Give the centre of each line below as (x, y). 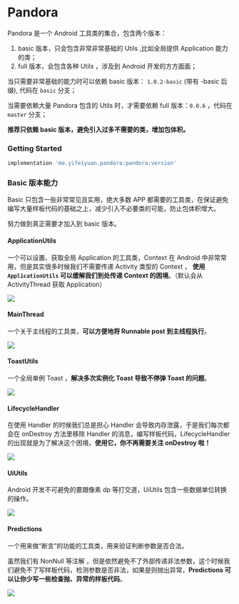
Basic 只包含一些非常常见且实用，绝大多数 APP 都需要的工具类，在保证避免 (118, 200)
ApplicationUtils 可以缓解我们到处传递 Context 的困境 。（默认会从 (105, 275)
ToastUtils (23, 361)
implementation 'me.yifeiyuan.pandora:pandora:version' (92, 163)
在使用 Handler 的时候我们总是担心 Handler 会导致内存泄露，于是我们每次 (115, 425)
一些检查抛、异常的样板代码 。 (82, 578)
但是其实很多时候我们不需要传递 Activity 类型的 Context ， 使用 (112, 266)
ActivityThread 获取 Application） (57, 284)
